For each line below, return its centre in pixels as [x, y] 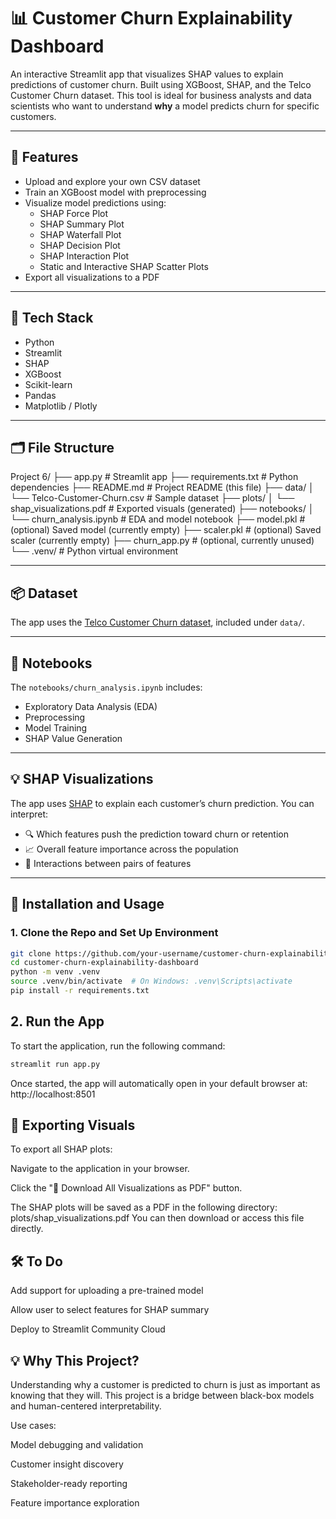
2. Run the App [57, 1021]
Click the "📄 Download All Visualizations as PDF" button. [126, 1188]
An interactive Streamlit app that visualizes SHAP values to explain [147, 74]
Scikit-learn [48, 384]
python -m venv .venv [55, 972]
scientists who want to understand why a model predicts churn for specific [165, 106]
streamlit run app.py [55, 1064]
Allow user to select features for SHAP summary [110, 1310]
